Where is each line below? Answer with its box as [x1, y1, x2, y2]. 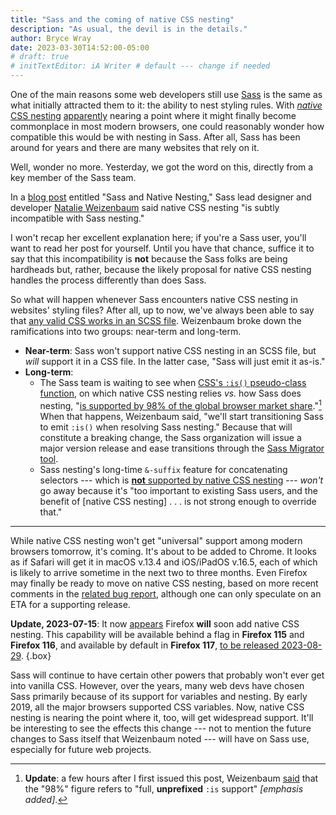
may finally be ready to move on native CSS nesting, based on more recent [10, 577, 319, 589]
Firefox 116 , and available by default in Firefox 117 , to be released [10, 639, 280, 651]
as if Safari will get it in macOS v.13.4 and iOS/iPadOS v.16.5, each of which [10, 556, 318, 568]
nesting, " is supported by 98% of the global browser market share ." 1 [39, 398, 322, 411]
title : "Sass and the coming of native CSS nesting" [10, 14, 235, 25]
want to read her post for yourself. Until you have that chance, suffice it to [10, 242, 315, 254]
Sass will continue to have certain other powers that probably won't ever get [10, 669, 325, 681]
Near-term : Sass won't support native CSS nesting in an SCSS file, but [24, 345, 317, 356]
